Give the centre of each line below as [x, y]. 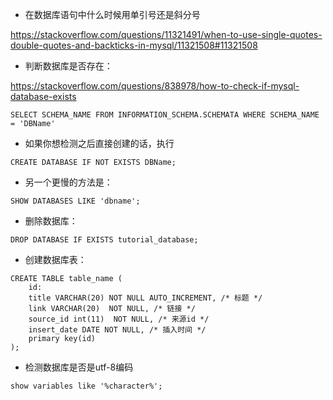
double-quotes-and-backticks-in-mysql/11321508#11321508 [134, 45]
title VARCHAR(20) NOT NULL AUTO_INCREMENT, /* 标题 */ [145, 298]
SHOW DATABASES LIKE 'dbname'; [75, 201]
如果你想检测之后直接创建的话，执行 [99, 143]
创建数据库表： [55, 259]
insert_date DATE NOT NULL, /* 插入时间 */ [117, 330]
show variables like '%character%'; [86, 386]
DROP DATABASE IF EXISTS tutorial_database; [104, 240]
